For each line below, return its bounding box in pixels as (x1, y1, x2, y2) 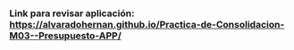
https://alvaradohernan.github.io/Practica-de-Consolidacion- (9, 18, 285, 30)
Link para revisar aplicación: (9, 7, 135, 20)
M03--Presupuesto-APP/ (9, 29, 122, 42)
